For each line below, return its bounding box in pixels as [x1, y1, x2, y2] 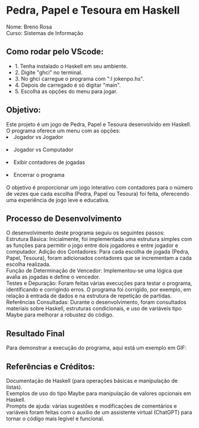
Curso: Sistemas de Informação [6, 29, 84, 36]
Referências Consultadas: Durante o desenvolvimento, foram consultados [6, 299, 187, 306]
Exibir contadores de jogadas [14, 158, 86, 166]
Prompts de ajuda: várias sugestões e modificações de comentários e [6, 402, 177, 410]
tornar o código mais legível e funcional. [6, 415, 105, 422]
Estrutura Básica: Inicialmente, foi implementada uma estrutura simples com [6, 236, 192, 243]
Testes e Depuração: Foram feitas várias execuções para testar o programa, [6, 280, 192, 287]
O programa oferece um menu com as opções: [6, 127, 121, 134]
